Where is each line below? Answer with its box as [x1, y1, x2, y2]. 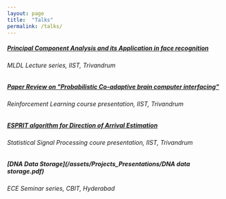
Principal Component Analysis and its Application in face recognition [7, 44, 209, 52]
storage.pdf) [7, 167, 45, 175]
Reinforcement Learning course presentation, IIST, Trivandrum [7, 100, 184, 108]
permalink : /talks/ [7, 23, 63, 30]
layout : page [7, 10, 45, 17]
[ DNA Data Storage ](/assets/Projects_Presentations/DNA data [7, 159, 190, 168]
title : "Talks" [7, 16, 53, 23]
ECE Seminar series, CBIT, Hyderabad [7, 185, 115, 193]
